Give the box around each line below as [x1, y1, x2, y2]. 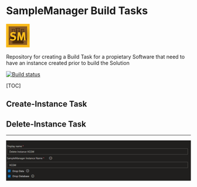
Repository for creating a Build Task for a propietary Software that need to [6, 53, 185, 60]
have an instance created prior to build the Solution [6, 59, 130, 66]
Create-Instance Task [6, 99, 87, 109]
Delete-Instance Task [6, 119, 86, 129]
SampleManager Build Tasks [6, 4, 148, 18]
